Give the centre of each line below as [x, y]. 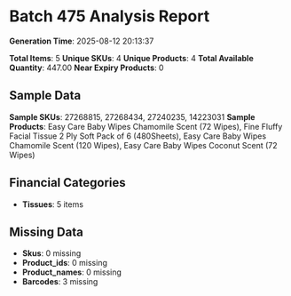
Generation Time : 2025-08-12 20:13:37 [82, 41]
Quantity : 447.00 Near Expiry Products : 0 [87, 68]
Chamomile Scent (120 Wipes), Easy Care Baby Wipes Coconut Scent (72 [143, 145]
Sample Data [45, 96]
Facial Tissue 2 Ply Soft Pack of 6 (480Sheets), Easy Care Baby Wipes [138, 136]
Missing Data [47, 232]
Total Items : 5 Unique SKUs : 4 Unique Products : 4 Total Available [132, 58]
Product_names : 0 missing [72, 272]
